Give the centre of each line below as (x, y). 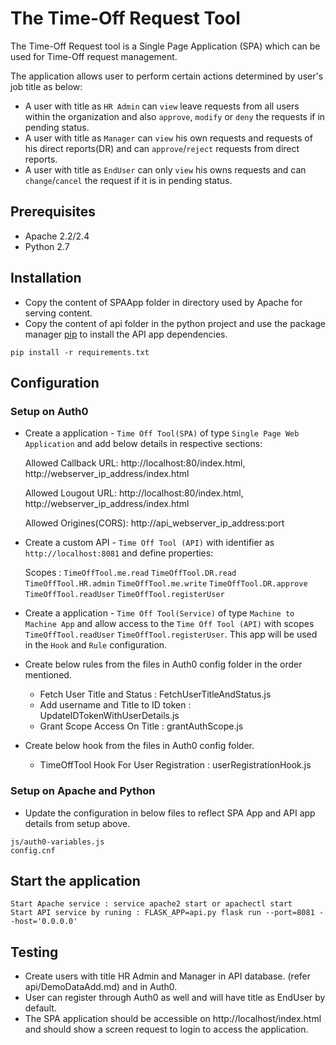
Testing (34, 952)
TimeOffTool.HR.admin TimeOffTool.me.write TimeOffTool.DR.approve (166, 584)
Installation (46, 278)
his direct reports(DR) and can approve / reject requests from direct (162, 148)
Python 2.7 (47, 246)
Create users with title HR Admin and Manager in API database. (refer (168, 976)
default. (40, 1008)
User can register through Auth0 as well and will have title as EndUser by (175, 998)
